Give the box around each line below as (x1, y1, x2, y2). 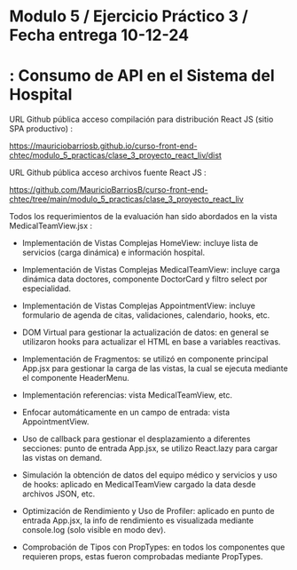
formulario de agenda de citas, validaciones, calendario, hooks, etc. (21, 310, 270, 321)
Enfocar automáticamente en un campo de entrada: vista (21, 407, 231, 418)
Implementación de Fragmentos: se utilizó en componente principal (21, 353, 269, 365)
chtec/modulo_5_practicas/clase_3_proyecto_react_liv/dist (9, 150, 222, 161)
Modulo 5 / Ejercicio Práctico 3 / (9, 6, 248, 27)
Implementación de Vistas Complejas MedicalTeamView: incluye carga (21, 265, 281, 275)
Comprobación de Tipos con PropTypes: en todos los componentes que (21, 542, 285, 552)
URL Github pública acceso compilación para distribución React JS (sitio (9, 114, 274, 125)
